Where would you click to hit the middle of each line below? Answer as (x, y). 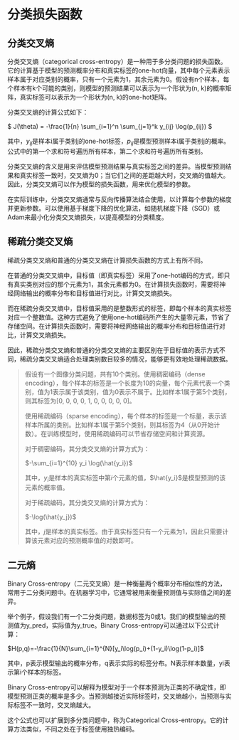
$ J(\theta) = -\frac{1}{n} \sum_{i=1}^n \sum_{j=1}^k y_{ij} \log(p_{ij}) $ (110, 126)
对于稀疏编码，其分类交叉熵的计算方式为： (87, 503)
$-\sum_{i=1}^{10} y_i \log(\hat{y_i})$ (79, 462)
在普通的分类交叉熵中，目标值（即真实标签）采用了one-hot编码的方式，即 (116, 275)
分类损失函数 (45, 15)
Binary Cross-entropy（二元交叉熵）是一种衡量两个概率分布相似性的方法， (117, 583)
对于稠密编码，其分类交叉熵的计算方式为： (87, 448)
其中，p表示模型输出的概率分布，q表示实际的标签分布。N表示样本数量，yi (116, 663)
